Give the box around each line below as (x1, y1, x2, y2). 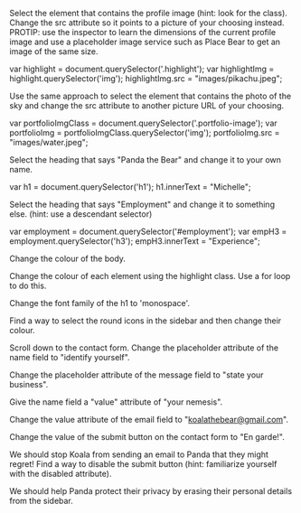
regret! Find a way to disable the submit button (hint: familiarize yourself (9, 459, 277, 469)
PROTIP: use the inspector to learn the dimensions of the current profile (9, 27, 277, 37)
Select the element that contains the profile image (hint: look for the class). (9, 8, 287, 18)
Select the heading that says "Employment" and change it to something (9, 199, 276, 210)
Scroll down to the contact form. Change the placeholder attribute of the (9, 342, 278, 353)
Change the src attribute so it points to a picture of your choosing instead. (9, 17, 285, 28)
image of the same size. (9, 46, 99, 57)
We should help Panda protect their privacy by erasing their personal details (9, 486, 292, 496)
